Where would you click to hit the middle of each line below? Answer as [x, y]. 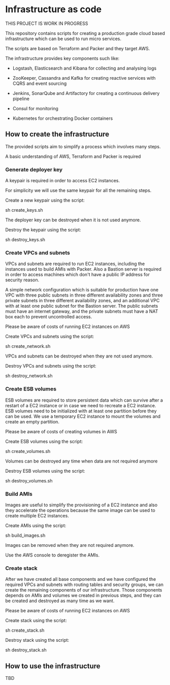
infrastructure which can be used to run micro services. [63, 39]
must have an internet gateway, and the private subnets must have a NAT [82, 311]
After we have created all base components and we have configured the [81, 579]
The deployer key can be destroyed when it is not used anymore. [73, 220]
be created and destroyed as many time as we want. [60, 601]
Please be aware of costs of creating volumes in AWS [61, 431]
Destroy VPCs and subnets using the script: [51, 366]
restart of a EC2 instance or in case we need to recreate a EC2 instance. [81, 405]
